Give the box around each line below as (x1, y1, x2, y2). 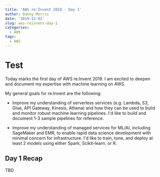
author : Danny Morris (5, 12, 49, 17)
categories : (5, 25, 29, 30)
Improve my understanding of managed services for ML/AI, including (12, 124, 151, 130)
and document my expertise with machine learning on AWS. (5, 81, 125, 87)
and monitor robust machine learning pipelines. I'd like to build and (12, 110, 146, 116)
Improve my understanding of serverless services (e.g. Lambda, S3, (12, 100, 149, 106)
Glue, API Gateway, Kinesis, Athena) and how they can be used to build (12, 105, 155, 111)
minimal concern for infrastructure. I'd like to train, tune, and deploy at (12, 135, 153, 141)
